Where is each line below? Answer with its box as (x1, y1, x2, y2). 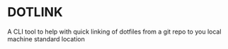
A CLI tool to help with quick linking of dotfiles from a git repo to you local (7, 27, 222, 36)
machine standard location (7, 34, 85, 43)
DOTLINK (7, 4, 63, 20)
